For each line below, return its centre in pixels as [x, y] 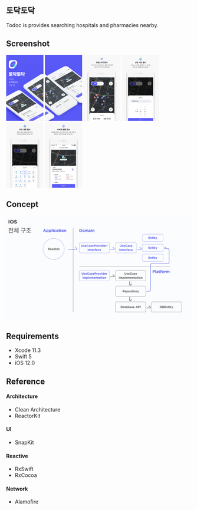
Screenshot [28, 44]
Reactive [17, 456]
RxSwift [24, 469]
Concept [22, 204]
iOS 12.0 [25, 363]
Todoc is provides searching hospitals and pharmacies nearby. [82, 25]
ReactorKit [27, 416]
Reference [26, 381]
